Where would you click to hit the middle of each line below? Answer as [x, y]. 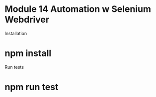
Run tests [14, 67]
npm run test [32, 87]
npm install [28, 53]
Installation [16, 33]
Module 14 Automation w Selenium [78, 9]
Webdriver [27, 20]
